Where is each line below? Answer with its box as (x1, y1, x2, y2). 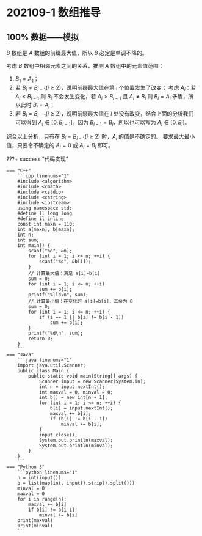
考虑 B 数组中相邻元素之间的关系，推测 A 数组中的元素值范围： (6, 62, 164, 69)
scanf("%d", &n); (28, 248, 72, 254)
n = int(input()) (17, 475, 62, 481)
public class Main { (17, 368, 70, 374)
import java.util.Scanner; (17, 362, 86, 369)
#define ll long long (17, 210, 72, 217)
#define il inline (17, 216, 64, 222)
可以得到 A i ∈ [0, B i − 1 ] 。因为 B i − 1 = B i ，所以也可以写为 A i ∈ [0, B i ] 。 (15, 119, 190, 127)
